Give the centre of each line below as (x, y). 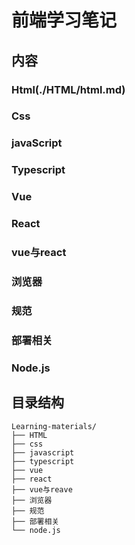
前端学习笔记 (64, 20)
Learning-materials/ (54, 426)
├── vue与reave (42, 489)
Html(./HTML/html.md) (68, 89)
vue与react (39, 253)
